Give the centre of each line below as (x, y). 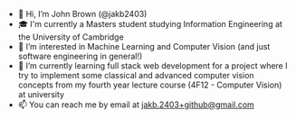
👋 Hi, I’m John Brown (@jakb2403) (82, 14)
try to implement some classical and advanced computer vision (136, 75)
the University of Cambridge (71, 37)
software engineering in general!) (80, 56)
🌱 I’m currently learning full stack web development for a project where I (153, 66)
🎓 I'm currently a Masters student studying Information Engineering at (150, 24)
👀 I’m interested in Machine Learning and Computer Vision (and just (144, 46)
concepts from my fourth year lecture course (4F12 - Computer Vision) (150, 85)
